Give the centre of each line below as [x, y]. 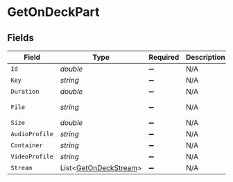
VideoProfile [32, 157]
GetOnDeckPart [53, 12]
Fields [21, 38]
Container [27, 146]
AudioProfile [32, 134]
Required [164, 57]
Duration [25, 91]
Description [206, 57]
